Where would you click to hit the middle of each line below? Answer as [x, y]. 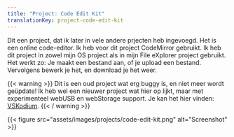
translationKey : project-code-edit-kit [66, 20]
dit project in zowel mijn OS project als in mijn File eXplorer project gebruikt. [117, 55]
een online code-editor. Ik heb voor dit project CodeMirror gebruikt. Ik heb [115, 48]
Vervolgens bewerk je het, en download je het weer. [82, 70]
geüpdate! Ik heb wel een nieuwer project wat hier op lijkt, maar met [105, 91]
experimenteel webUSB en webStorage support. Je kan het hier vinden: [111, 98]
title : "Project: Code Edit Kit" [56, 14]
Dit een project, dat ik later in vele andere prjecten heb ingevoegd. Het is [112, 40]
